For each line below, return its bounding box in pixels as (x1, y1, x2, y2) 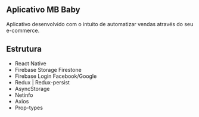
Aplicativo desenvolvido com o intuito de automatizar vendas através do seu (6, 20, 194, 27)
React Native (14, 59, 46, 67)
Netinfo (14, 91, 33, 99)
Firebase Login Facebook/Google (14, 72, 97, 80)
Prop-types (14, 104, 43, 111)
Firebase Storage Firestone (14, 66, 82, 73)
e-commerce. (6, 27, 40, 34)
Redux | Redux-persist (14, 78, 70, 86)
